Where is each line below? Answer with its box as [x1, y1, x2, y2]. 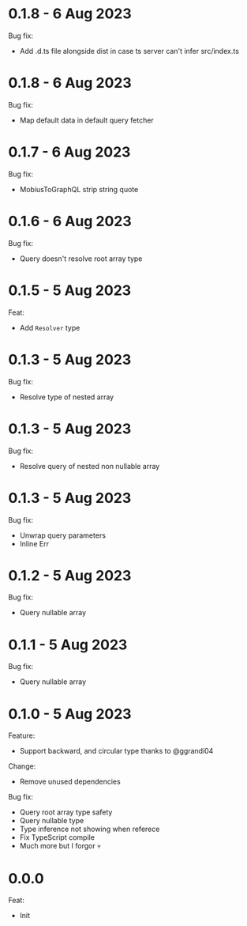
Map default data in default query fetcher [19, 115, 154, 125]
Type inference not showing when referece [19, 824, 160, 834]
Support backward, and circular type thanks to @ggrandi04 [19, 746, 214, 756]
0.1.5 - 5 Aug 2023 [8, 282, 132, 299]
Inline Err [19, 539, 50, 548]
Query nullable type [19, 816, 84, 826]
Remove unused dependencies [19, 777, 121, 787]
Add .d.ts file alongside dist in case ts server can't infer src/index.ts [19, 46, 239, 55]
